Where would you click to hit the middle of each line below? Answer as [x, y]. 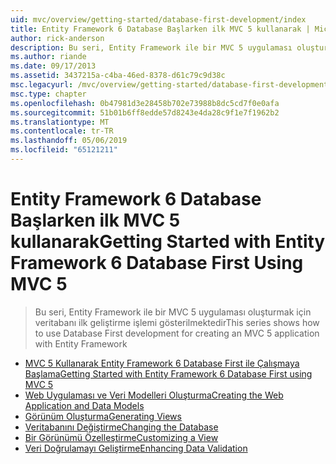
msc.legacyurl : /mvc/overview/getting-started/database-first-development [169, 85]
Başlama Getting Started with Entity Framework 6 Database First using [168, 373]
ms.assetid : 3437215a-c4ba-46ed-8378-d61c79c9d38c [118, 76]
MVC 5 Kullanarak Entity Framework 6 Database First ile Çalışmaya [162, 363]
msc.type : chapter [48, 94]
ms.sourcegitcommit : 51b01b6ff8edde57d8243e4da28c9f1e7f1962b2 [145, 112]
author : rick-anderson [57, 38]
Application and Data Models [84, 405]
